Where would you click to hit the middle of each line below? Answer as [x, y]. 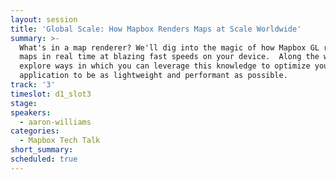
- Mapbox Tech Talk [60, 141]
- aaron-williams [55, 122]
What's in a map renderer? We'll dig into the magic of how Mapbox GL [169, 47]
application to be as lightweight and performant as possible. [153, 76]
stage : [24, 103]
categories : [35, 131]
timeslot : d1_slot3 [51, 94]
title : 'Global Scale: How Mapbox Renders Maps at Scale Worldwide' [156, 29]
